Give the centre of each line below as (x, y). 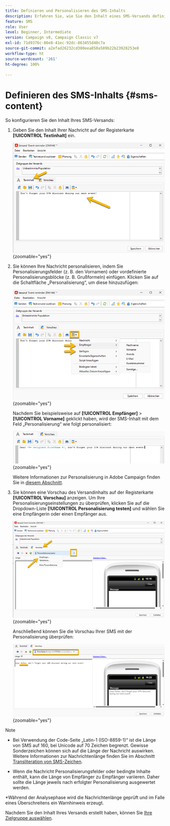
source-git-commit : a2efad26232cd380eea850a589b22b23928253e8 (72, 48)
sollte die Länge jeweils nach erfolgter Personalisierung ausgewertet (84, 782)
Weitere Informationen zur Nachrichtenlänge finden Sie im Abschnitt (84, 756)
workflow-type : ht (25, 53)
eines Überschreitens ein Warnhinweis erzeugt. (55, 803)
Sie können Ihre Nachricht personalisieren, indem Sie (68, 266)
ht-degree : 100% (22, 64)
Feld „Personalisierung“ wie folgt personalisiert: (62, 424)
